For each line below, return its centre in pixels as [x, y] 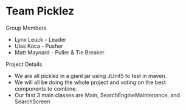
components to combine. [46, 88]
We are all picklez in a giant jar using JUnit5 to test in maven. [91, 76]
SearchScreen [32, 102]
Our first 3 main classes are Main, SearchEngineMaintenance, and [97, 95]
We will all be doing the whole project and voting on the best [90, 82]
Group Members [26, 28]
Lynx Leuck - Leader [40, 39]
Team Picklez [40, 11]
